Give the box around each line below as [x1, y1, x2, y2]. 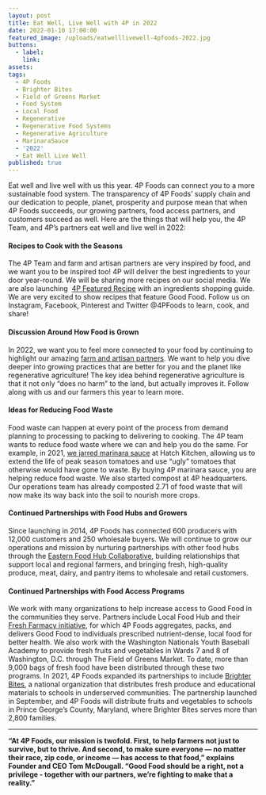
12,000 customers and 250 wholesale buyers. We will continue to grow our [8, 534, 252, 544]
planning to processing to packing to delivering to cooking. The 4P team [8, 431, 244, 441]
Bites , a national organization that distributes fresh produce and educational [8, 679, 256, 690]
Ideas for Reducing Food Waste [8, 405, 113, 415]
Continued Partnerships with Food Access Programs [8, 586, 184, 595]
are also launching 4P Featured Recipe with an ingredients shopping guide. [8, 284, 255, 293]
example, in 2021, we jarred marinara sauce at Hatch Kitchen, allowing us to [8, 448, 256, 457]
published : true [8, 159, 62, 167]
